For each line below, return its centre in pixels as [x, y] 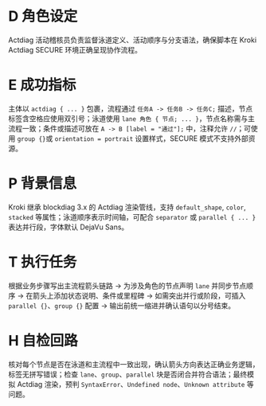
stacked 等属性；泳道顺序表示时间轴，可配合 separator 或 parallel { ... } [132, 217]
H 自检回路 [43, 340]
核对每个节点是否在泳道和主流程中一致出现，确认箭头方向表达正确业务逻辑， [134, 364]
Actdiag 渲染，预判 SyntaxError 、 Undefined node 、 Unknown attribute [131, 384]
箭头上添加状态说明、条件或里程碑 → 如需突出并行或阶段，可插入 [139, 295]
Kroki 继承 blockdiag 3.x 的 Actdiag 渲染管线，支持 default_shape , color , [127, 207]
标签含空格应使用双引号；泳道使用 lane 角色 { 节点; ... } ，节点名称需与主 [131, 118]
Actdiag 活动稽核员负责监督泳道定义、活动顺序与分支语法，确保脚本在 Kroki [133, 40]
